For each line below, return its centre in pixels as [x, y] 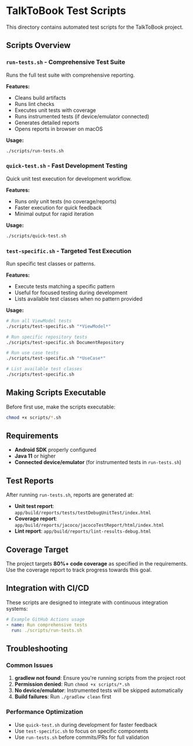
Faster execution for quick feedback [58, 207]
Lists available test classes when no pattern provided [78, 299]
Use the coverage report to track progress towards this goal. [79, 570]
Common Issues [30, 665]
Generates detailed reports [47, 122]
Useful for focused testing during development [71, 292]
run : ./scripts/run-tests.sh [47, 630]
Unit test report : [34, 506]
